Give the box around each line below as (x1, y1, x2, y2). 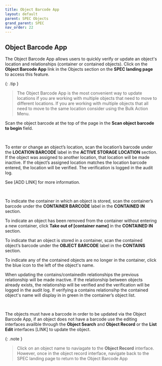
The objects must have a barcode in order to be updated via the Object (5, 311, 147, 317)
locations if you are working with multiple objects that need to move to (16, 95, 157, 101)
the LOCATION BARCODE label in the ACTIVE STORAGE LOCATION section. (5, 149, 158, 155)
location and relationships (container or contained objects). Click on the (5, 61, 147, 67)
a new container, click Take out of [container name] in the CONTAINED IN (5, 223, 153, 228)
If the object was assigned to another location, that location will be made (5, 154, 150, 160)
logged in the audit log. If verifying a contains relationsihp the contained (5, 287, 148, 293)
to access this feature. (5, 71, 50, 77)
